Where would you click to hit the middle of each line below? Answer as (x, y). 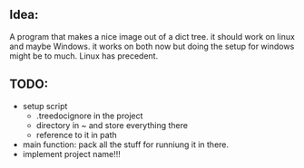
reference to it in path (77, 135)
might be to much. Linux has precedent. (84, 56)
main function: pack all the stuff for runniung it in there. (126, 145)
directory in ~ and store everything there (112, 125)
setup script (45, 106)
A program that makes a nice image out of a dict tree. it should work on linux (152, 36)
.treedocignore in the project (89, 116)
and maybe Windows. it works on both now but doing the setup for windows (152, 46)
